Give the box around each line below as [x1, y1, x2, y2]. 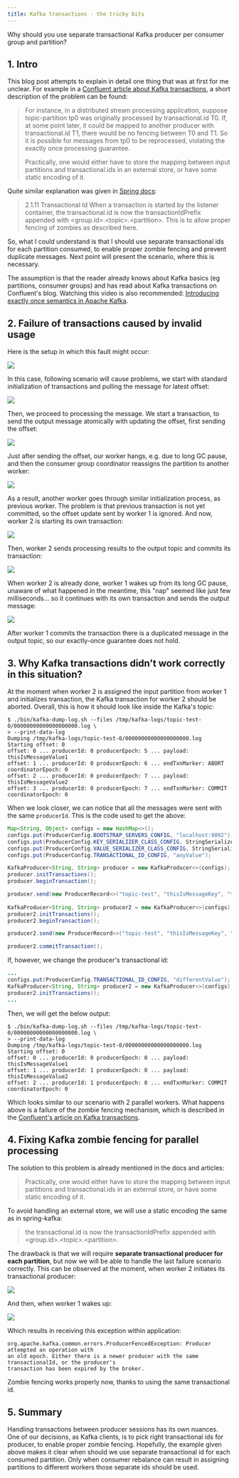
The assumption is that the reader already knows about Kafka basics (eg [7, 274, 221, 283]
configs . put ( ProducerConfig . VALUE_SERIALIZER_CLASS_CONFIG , [7, 845, 190, 852]
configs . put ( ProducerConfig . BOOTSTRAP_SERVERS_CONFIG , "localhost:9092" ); [7, 831, 234, 839]
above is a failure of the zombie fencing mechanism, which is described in [7, 1105, 225, 1114]
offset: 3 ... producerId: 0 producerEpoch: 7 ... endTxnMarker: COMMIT [7, 785, 228, 792]
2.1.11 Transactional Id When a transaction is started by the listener [24, 201, 219, 209]
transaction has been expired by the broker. [7, 1365, 144, 1372]
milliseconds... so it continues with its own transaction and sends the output [7, 594, 230, 603]
